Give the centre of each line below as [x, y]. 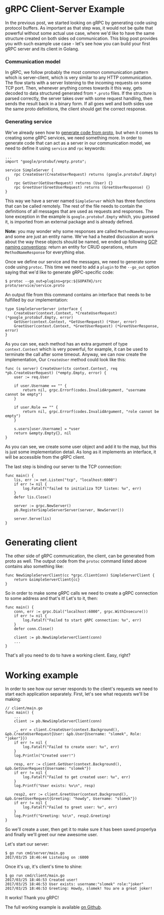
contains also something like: [34, 567]
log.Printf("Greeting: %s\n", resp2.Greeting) [62, 816]
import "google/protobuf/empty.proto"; [46, 161]
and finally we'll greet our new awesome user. [52, 835]
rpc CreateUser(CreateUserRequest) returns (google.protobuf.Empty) [85, 174]
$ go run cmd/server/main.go [35, 853]
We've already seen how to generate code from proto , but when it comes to [82, 132]
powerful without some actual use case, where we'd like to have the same [80, 33]
